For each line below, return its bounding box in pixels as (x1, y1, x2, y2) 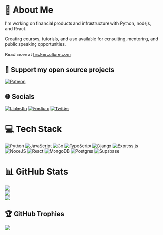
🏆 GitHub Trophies (5, 209, 65, 218)
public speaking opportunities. (5, 41, 66, 47)
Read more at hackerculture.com (5, 51, 71, 57)
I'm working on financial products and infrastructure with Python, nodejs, (5, 20, 152, 26)
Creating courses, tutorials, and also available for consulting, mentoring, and (5, 36, 158, 42)
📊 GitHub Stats (5, 166, 69, 177)
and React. (5, 25, 27, 31)
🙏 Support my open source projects (5, 66, 115, 74)
